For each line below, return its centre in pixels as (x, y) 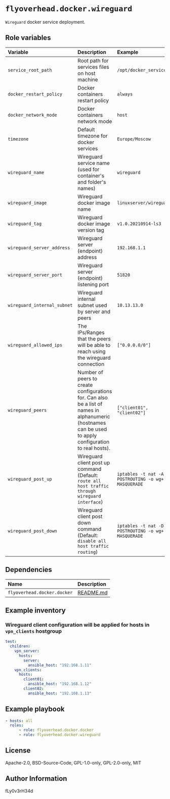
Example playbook (35, 709)
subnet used (92, 305)
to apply (87, 435)
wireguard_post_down (32, 531)
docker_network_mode (32, 115)
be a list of (90, 404)
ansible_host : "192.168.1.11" (60, 665)
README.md (93, 592)
